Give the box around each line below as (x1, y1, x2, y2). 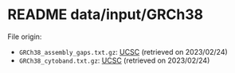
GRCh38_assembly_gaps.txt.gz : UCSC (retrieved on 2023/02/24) (18, 47, 228, 56)
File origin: (7, 32, 42, 41)
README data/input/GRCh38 (7, 6, 204, 24)
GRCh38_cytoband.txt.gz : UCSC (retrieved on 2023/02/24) (18, 56, 210, 65)
